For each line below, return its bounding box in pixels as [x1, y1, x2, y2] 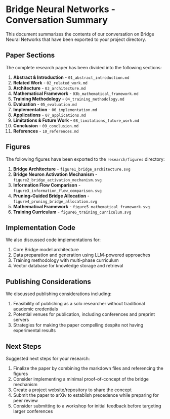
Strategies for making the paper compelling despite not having [13, 322, 144, 328]
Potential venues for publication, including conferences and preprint [13, 311, 155, 317]
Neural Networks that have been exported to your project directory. [6, 36, 146, 42]
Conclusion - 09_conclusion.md [13, 122, 79, 128]
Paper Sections [6, 51, 55, 60]
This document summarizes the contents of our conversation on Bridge [6, 31, 155, 37]
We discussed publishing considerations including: [6, 291, 112, 297]
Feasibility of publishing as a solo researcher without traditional [13, 301, 145, 307]
